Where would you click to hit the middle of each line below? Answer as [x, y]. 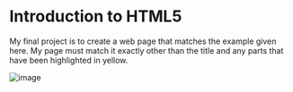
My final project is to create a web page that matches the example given [143, 41]
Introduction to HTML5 [96, 17]
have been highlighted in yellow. [69, 60]
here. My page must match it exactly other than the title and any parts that [146, 50]
